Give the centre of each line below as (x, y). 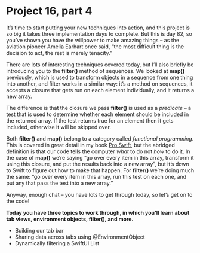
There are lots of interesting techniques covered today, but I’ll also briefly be (100, 65)
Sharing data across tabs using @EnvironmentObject (80, 237)
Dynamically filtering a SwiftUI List (57, 243)
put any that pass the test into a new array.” (60, 183)
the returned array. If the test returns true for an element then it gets (90, 120)
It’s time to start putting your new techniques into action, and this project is (98, 28)
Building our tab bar (39, 230)
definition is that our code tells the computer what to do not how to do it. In (98, 151)
